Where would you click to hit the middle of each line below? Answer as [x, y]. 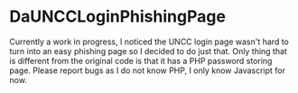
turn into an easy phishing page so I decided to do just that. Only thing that [148, 51]
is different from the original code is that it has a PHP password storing [141, 60]
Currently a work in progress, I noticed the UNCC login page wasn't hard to [149, 42]
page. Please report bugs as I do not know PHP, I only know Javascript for [148, 70]
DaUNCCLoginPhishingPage [117, 17]
